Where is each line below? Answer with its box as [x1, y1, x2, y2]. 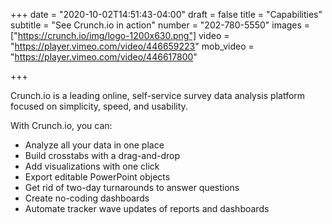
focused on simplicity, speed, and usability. [10, 100, 188, 112]
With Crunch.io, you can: [10, 120, 113, 131]
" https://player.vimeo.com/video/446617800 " [10, 51, 198, 63]
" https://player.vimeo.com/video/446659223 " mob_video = [10, 40, 255, 52]
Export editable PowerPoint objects [24, 171, 171, 183]
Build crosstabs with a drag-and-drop [24, 150, 181, 161]
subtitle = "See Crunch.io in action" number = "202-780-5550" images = [10, 19, 311, 31]
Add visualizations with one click [24, 160, 160, 172]
